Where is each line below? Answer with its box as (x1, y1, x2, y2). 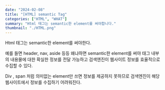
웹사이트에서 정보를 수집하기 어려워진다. (5, 80, 82, 86)
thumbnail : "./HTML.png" (5, 26, 56, 31)
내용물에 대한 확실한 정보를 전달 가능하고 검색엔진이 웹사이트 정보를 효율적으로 (10, 56, 161, 62)
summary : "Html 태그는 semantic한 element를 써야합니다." (5, 21, 116, 26)
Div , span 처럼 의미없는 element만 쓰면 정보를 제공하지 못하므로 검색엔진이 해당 (5, 73, 160, 79)
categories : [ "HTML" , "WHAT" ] (5, 16, 67, 21)
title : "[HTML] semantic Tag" (5, 12, 67, 17)
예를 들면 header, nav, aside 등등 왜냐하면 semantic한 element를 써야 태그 (5, 50, 150, 56)
